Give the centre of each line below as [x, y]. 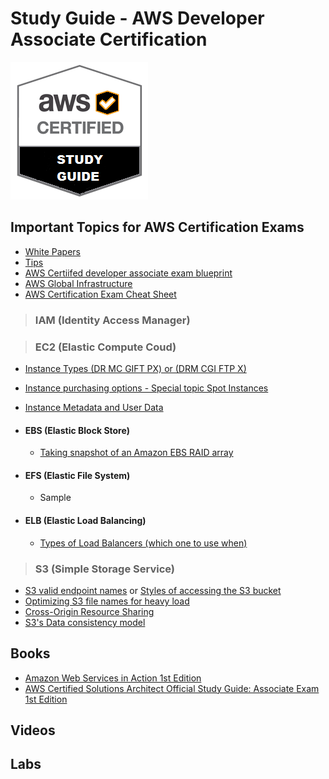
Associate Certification [109, 39]
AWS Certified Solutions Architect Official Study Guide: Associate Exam [172, 688]
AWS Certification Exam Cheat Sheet [100, 294]
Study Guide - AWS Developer [137, 18]
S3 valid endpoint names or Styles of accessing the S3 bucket [153, 590]
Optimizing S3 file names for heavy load [107, 601]
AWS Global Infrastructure [78, 283]
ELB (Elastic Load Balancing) [85, 520]
